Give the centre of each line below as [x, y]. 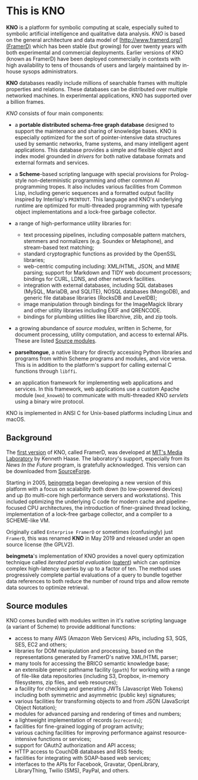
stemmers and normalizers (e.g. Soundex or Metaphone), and [98, 241]
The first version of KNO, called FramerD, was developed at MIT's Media [94, 452]
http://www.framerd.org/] [152, 40]
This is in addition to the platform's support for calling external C [93, 365]
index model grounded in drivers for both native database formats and [100, 156]
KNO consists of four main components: [55, 113]
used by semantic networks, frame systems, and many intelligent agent [102, 143]
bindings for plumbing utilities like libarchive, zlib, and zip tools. [100, 317]
